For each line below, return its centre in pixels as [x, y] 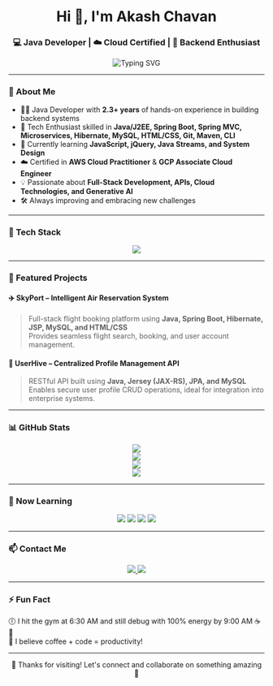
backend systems [50, 118]
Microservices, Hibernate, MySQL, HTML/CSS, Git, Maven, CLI [128, 135]
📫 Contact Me [37, 549]
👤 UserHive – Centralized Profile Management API [94, 363]
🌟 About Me [32, 92]
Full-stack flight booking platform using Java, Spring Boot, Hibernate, [146, 319]
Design [32, 153]
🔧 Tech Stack [35, 232]
